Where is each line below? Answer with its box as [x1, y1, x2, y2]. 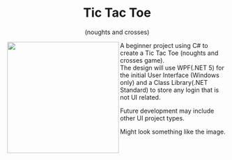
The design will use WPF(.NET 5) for [120, 63, 224, 72]
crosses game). [120, 56, 165, 64]
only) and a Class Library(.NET [120, 78, 208, 86]
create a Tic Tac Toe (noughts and [120, 49, 219, 57]
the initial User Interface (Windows [120, 71, 219, 79]
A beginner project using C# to [120, 41, 209, 49]
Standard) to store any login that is [120, 86, 219, 94]
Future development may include [120, 106, 215, 115]
